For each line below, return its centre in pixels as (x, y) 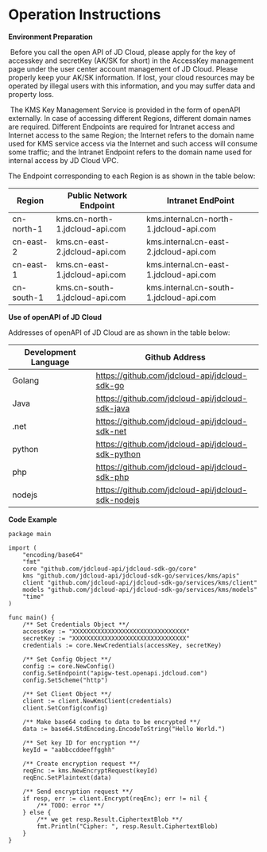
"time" (33, 597)
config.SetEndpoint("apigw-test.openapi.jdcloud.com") (115, 673)
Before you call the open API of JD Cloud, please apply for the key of (123, 52)
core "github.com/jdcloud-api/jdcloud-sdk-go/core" (110, 569)
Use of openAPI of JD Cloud (55, 317)
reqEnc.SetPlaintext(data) (67, 777)
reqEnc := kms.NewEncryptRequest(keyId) (90, 770)
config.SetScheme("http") (66, 680)
